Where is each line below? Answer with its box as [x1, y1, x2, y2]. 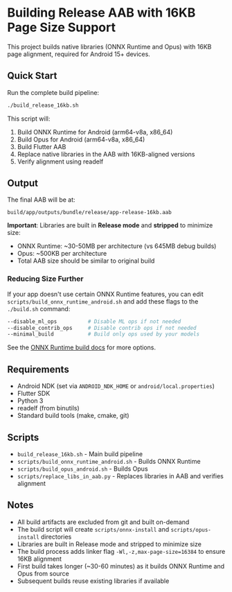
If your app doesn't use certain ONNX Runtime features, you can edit [7, 290, 204, 298]
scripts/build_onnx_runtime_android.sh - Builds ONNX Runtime [17, 457, 201, 465]
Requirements [7, 363, 69, 375]
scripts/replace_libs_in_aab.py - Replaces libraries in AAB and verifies [17, 471, 224, 480]
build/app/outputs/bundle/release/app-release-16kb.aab [7, 209, 172, 216]
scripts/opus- [170, 526, 211, 533]
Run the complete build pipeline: [7, 88, 99, 96]
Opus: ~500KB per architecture [17, 250, 107, 258]
